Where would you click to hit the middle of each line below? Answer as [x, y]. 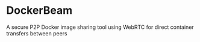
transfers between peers [37, 33]
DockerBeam [39, 10]
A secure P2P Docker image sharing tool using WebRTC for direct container [100, 27]
